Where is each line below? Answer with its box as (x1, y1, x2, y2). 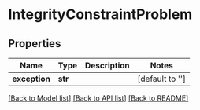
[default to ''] (137, 73, 187, 84)
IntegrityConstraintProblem (8, 5, 193, 24)
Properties (8, 37, 61, 50)
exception (12, 73, 51, 84)
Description (85, 60, 130, 71)
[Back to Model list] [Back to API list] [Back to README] (8, 93, 189, 103)
